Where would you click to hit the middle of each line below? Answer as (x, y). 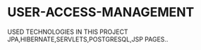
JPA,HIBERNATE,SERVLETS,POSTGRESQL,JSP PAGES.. (88, 39)
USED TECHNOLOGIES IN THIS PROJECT (68, 32)
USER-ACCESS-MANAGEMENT (101, 12)
